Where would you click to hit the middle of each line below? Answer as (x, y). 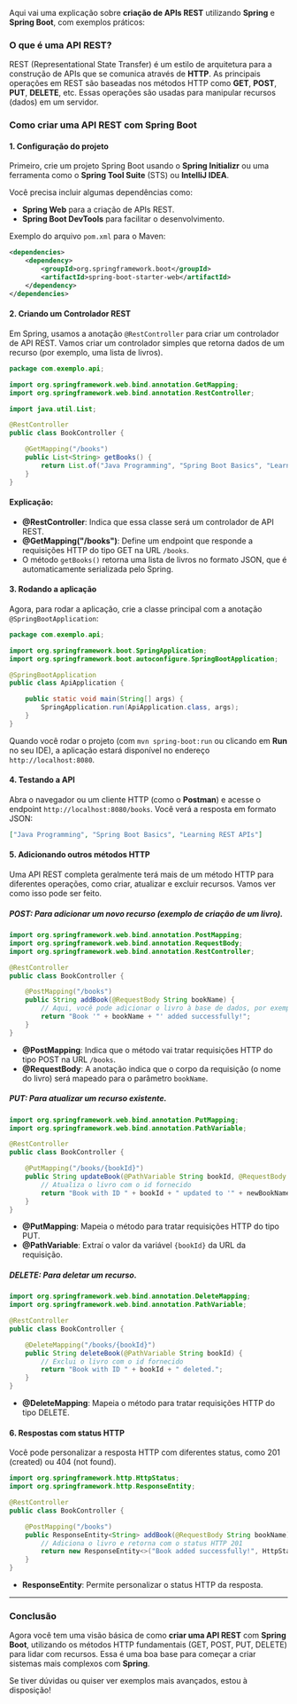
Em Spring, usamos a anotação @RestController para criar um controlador (144, 333)
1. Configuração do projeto (59, 146)
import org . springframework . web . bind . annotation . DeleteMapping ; (130, 1297)
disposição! (30, 1690)
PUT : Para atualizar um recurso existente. (88, 1098)
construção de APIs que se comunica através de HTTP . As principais (135, 74)
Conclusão (33, 1615)
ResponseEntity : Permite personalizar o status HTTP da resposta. (142, 1585)
